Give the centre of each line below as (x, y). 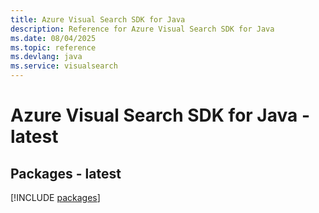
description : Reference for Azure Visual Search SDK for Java (142, 29)
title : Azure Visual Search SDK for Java (98, 19)
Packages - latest (66, 173)
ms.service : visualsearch (64, 66)
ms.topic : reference (53, 47)
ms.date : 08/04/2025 (53, 38)
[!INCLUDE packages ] (55, 197)
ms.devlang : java (46, 57)
